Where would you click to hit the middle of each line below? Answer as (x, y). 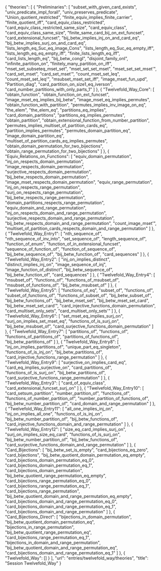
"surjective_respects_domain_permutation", (48, 172)
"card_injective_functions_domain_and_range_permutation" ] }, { (69, 424)
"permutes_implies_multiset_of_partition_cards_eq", (56, 125)
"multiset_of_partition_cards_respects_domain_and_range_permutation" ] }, (80, 228)
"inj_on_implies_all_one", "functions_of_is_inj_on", (54, 414)
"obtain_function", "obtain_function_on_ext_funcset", (57, 95)
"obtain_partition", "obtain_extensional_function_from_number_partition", (77, 120)
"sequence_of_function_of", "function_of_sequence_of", (60, 249)
